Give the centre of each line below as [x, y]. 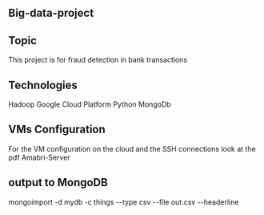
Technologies [43, 85]
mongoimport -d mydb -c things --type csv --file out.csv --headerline [124, 202]
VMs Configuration [57, 130]
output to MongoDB [58, 183]
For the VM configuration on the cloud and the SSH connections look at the [132, 148]
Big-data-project [51, 13]
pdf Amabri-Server [39, 157]
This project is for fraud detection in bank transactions [98, 60]
